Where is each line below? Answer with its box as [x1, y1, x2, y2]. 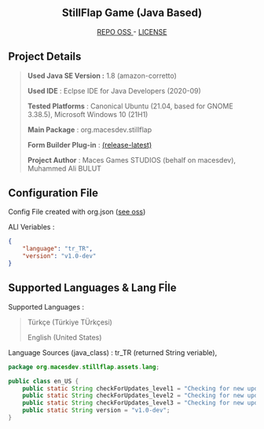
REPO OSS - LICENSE [97, 27, 167, 36]
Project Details [8, 50, 82, 64]
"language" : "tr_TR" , [22, 245, 93, 253]
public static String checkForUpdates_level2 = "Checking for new [22, 392, 244, 400]
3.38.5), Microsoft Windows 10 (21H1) [27, 109, 148, 119]
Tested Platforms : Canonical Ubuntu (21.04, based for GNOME [27, 101, 233, 111]
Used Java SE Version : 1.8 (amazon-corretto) [27, 71, 177, 80]
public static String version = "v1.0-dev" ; [22, 406, 170, 415]
